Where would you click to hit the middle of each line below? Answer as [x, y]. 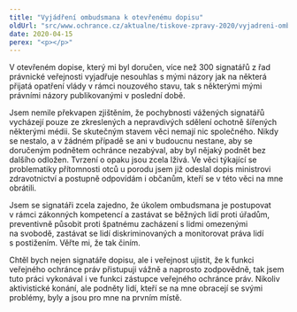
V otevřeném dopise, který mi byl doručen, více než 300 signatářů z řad [140, 67]
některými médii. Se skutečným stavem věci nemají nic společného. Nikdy [144, 132]
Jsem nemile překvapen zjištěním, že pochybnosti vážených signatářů [137, 113]
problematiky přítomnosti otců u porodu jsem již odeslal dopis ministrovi [140, 169]
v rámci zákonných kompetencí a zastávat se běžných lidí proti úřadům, [140, 214]
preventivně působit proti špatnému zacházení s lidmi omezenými [129, 224]
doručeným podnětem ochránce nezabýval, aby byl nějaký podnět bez [138, 151]
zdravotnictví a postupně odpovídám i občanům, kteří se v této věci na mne [146, 179]
